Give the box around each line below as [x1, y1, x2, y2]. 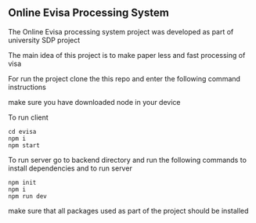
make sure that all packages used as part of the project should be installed [8, 206, 249, 215]
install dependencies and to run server [8, 164, 133, 173]
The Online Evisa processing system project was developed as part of [8, 27, 234, 36]
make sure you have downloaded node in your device [8, 97, 181, 106]
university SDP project [8, 35, 81, 45]
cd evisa [8, 128, 37, 135]
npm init [8, 178, 37, 186]
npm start [8, 141, 41, 149]
